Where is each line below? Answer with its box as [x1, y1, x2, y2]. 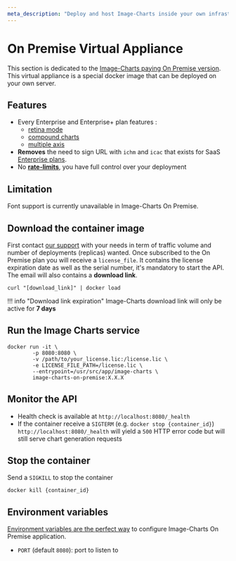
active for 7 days [7, 304, 56, 313]
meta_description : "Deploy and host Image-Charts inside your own [7, 10, 206, 18]
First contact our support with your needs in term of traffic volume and [7, 241, 212, 249]
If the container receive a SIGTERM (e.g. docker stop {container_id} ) [17, 420, 215, 428]
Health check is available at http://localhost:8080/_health [17, 412, 190, 420]
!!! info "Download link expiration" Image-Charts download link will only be [7, 297, 223, 305]
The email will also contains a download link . [7, 271, 138, 279]
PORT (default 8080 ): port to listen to [17, 546, 119, 555]
